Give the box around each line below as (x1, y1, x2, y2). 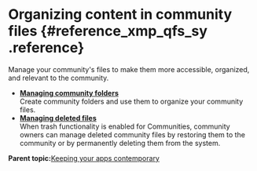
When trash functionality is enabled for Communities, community (19, 122, 230, 131)
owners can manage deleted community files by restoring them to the (19, 129, 246, 139)
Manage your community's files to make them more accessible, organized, (8, 64, 250, 74)
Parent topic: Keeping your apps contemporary (8, 153, 160, 162)
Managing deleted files (19, 113, 97, 122)
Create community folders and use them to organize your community (19, 96, 244, 106)
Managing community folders (19, 88, 119, 97)
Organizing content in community (8, 5, 233, 24)
